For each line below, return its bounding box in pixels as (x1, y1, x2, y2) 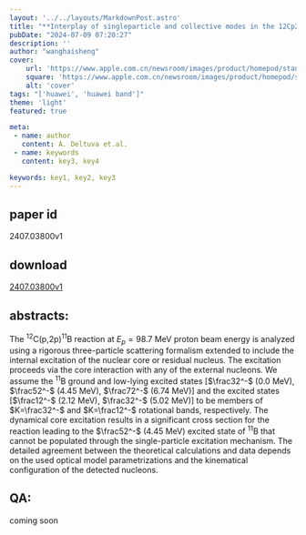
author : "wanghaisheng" (9, 47, 100, 56)
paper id (9, 207, 57, 222)
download (9, 257, 67, 273)
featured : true (9, 106, 67, 116)
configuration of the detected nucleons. (9, 464, 158, 475)
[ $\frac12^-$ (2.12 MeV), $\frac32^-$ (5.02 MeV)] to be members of (9, 395, 264, 406)
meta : (9, 123, 30, 132)
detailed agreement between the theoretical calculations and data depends (9, 445, 291, 456)
